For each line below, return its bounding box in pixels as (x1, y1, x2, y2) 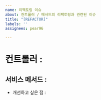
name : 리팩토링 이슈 (5, 7, 41, 13)
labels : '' (5, 21, 28, 27)
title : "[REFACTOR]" (5, 17, 48, 22)
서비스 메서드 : (5, 75, 47, 83)
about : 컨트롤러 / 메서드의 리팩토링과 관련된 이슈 (5, 12, 96, 17)
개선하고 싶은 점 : (12, 89, 46, 95)
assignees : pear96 (5, 26, 43, 31)
